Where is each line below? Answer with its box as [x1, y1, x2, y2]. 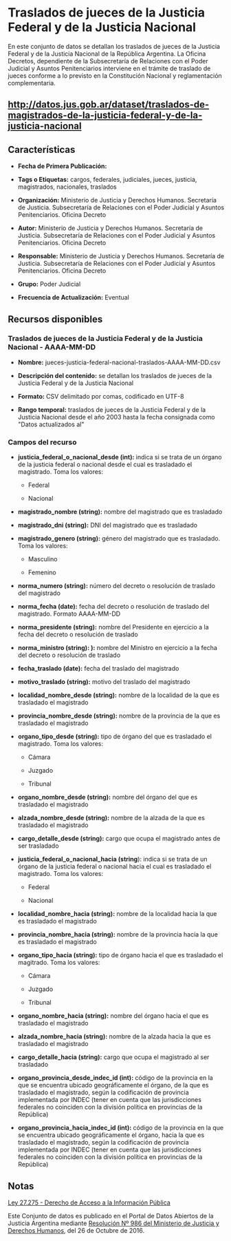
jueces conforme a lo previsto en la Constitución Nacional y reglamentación [8, 71, 222, 80]
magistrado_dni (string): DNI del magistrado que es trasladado [17, 521, 198, 530]
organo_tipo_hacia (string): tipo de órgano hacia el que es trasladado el [17, 951, 223, 959]
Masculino [27, 555, 58, 563]
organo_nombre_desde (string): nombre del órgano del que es [17, 793, 198, 802]
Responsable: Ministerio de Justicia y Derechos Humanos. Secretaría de [17, 252, 225, 260]
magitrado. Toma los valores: [17, 959, 100, 967]
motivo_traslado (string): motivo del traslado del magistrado [17, 678, 191, 686]
